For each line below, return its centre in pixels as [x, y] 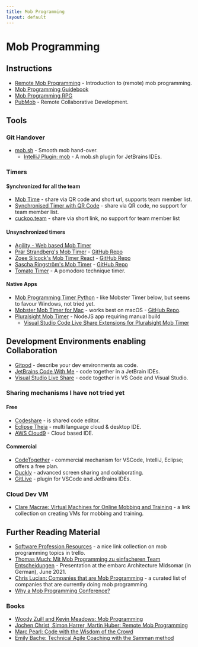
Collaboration [32, 351]
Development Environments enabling [76, 342]
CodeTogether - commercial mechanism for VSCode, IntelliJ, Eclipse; [99, 460]
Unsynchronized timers [36, 232]
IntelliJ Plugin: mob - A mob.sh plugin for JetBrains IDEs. [92, 157]
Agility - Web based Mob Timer [53, 245]
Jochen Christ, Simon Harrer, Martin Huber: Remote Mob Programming [101, 626]
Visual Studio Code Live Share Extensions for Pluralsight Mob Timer [106, 322]
